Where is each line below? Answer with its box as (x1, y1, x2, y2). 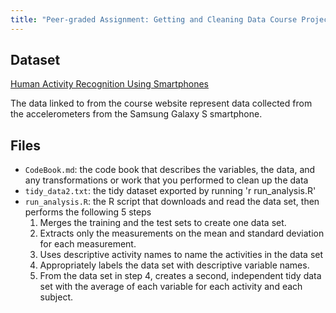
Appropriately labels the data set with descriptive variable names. (39, 259, 310, 271)
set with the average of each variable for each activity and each (39, 281, 303, 293)
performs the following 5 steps (24, 206, 152, 218)
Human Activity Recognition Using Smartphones (10, 78, 209, 90)
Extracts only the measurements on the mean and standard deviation (39, 227, 325, 240)
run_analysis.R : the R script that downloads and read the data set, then (24, 196, 320, 208)
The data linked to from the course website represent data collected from (10, 97, 313, 110)
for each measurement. (39, 238, 137, 250)
